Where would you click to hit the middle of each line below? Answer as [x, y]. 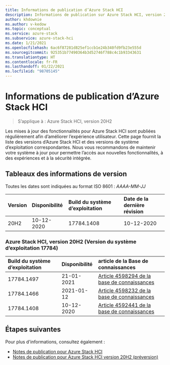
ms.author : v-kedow [26, 24]
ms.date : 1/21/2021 [26, 43]
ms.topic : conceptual [28, 29]
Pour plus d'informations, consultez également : [55, 342]
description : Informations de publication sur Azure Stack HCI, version [83, 15]
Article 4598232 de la [124, 291]
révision [134, 211]
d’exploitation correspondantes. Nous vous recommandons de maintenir [80, 147]
